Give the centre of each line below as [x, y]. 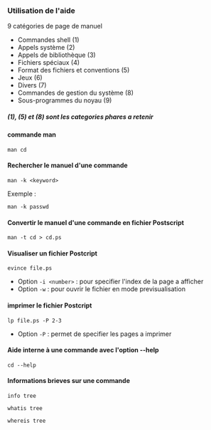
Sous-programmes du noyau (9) [65, 100]
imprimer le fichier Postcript [50, 305]
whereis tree [27, 421]
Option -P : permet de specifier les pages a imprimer [94, 334]
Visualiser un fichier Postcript [53, 253]
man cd [17, 150]
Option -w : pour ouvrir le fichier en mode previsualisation [102, 289]
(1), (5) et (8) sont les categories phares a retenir [81, 117]
